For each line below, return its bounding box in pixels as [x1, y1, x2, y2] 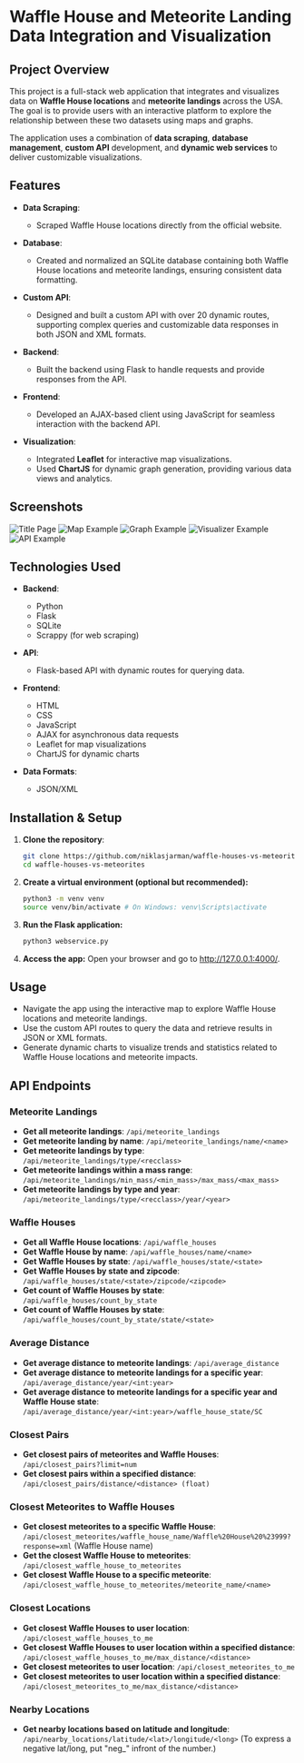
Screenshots [9, 500, 83, 515]
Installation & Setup [9, 810, 123, 826]
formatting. [35, 274, 78, 285]
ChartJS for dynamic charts [35, 748, 141, 759]
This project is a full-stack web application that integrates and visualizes [9, 86, 279, 96]
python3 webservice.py [22, 936, 109, 946]
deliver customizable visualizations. [9, 152, 142, 163]
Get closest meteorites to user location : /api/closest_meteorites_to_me [22, 1660, 295, 1672]
